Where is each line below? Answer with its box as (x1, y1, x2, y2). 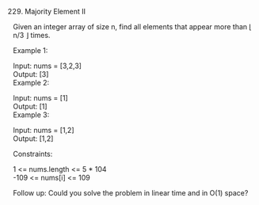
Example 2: (13, 78, 50, 87)
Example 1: (13, 46, 48, 55)
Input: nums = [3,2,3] (13, 61, 82, 70)
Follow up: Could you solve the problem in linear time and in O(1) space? (13, 188, 249, 197)
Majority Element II (24, 7, 86, 16)
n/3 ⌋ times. (13, 31, 51, 40)
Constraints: (13, 150, 53, 158)
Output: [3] (13, 70, 49, 78)
